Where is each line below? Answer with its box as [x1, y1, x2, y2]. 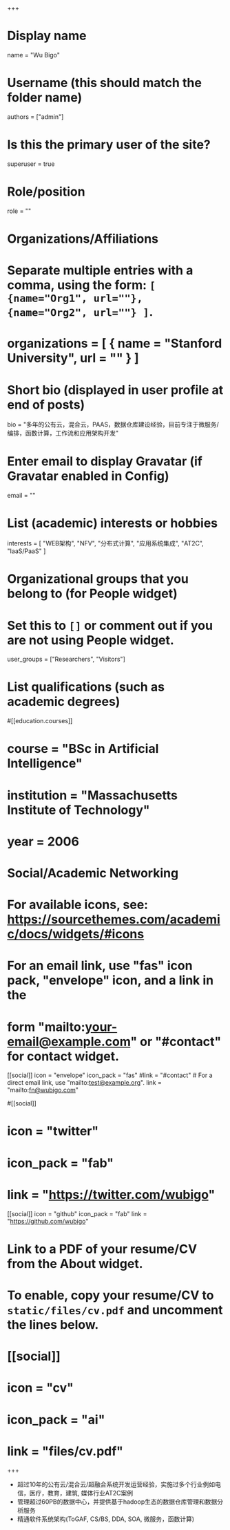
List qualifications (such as [7, 679, 165, 695]
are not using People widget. [7, 632, 174, 648]
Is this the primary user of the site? [7, 137, 211, 153]
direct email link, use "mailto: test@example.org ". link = [7, 1079, 162, 1087]
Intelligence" [7, 756, 83, 772]
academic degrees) [7, 694, 121, 709]
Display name [7, 28, 87, 44]
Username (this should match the [7, 75, 202, 91]
